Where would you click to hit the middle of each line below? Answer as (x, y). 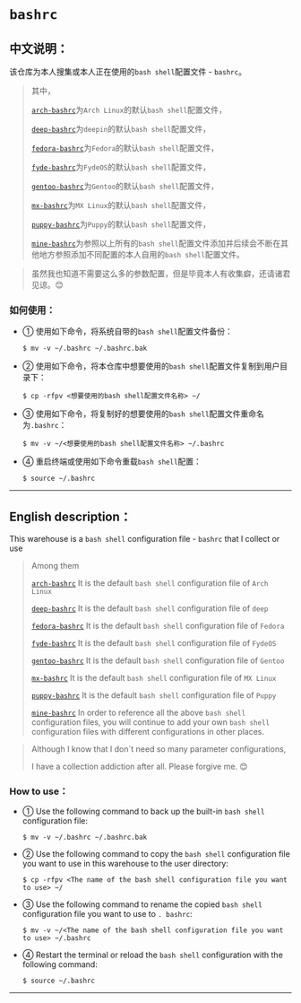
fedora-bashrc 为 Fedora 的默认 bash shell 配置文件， (125, 148)
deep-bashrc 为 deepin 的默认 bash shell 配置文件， (121, 129)
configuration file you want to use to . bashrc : (107, 914)
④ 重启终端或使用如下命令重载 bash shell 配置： (112, 462)
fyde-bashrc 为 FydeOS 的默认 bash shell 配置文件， (121, 167)
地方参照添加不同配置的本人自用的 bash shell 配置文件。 (142, 254)
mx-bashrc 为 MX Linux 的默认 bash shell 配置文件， (121, 205)
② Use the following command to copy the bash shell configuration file (156, 854)
